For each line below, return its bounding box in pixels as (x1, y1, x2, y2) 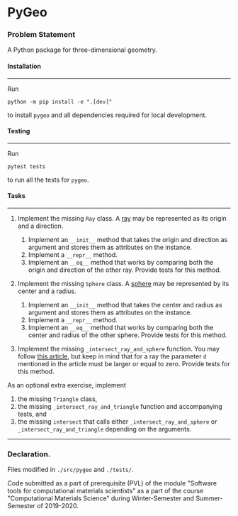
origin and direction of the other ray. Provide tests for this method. (28, 265, 222, 274)
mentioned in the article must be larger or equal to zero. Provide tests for (17, 360, 230, 368)
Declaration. (7, 449, 51, 459)
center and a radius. (17, 287, 76, 295)
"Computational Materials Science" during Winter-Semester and (7, 494, 195, 503)
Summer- (195, 494, 223, 503)
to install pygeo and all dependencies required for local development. (7, 111, 208, 119)
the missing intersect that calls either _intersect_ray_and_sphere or (17, 417, 217, 426)
